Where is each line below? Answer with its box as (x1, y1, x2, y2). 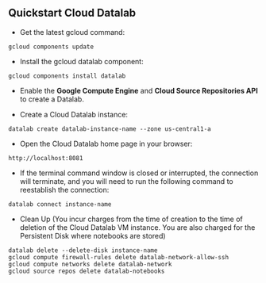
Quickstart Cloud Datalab (8, 6, 137, 20)
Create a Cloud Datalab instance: (19, 109, 129, 119)
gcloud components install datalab (8, 71, 126, 80)
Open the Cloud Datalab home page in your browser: (19, 139, 193, 148)
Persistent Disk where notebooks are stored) (19, 231, 166, 240)
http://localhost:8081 (8, 154, 83, 162)
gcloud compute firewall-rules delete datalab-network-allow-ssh (8, 253, 229, 261)
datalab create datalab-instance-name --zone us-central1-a (8, 124, 212, 133)
